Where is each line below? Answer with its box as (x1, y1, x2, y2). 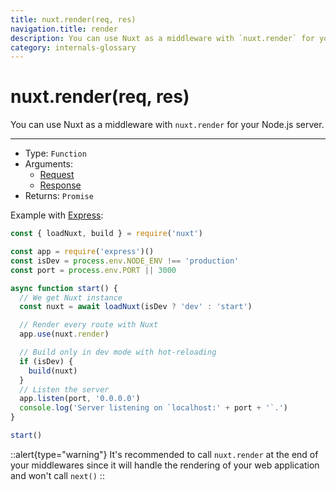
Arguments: (24, 158, 73, 170)
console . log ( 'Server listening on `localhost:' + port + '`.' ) (19, 403, 288, 413)
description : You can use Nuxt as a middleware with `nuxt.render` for (10, 33, 315, 43)
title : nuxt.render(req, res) (10, 14, 137, 25)
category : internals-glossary (10, 42, 137, 53)
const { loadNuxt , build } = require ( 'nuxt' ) (10, 229, 203, 239)
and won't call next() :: (10, 469, 105, 481)
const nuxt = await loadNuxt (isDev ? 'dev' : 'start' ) (19, 302, 253, 312)
